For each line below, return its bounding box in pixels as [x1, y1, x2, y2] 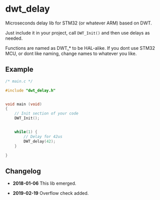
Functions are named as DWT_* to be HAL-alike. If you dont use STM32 [5, 45, 155, 51]
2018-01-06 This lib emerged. [12, 180, 76, 186]
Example [5, 65, 34, 74]
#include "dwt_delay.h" [5, 88, 56, 93]
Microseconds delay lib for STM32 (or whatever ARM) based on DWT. [5, 20, 152, 26]
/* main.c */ [5, 78, 33, 84]
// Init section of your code [14, 111, 79, 116]
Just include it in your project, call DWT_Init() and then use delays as [5, 30, 150, 36]
